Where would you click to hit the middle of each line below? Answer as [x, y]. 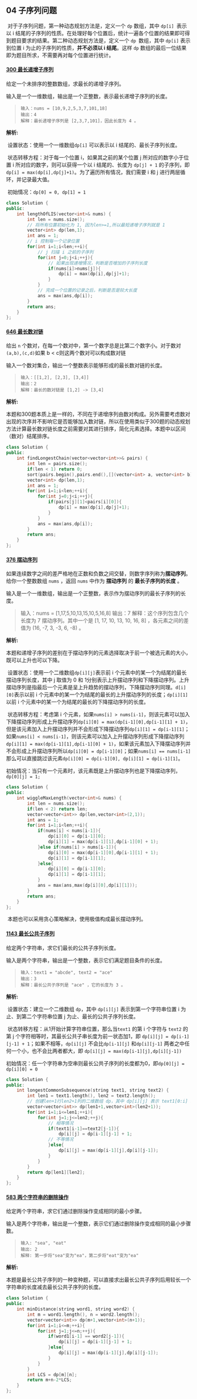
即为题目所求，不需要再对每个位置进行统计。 [60, 55]
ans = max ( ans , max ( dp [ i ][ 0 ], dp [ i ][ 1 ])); [87, 885]
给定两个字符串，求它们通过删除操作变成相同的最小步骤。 [75, 1211]
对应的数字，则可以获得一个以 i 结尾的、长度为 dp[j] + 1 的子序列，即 [105, 165]
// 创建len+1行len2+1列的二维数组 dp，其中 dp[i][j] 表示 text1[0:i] [108, 1102]
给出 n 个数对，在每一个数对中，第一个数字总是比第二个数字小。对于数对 [94, 345]
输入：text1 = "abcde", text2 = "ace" [67, 973]
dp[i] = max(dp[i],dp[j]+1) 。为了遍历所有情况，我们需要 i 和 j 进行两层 [93, 172]
